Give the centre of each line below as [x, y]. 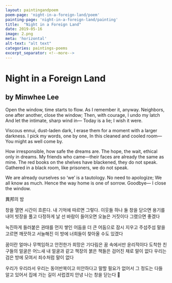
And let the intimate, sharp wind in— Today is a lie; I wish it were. [74, 120]
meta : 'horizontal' [26, 39]
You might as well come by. [34, 141]
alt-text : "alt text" [28, 44]
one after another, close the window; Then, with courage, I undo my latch [83, 115]
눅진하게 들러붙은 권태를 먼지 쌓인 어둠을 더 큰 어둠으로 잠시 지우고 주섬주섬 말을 [85, 227]
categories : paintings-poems [36, 48]
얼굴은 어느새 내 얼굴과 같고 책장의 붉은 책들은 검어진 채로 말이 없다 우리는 [93, 251]
